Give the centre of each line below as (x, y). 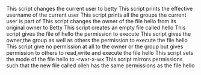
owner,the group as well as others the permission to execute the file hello (97, 40)
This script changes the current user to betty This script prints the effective (100, 9)
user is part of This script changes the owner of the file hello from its (91, 21)
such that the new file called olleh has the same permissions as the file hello (100, 65)
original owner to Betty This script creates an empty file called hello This (96, 27)
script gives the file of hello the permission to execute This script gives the (99, 34)
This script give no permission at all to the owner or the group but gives (95, 46)
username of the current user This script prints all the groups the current (96, 15)
